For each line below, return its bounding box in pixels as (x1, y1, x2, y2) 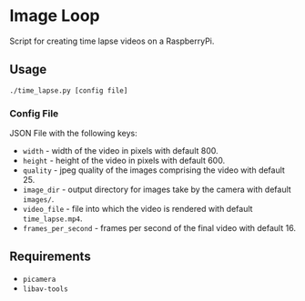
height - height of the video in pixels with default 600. (22, 156, 226, 166)
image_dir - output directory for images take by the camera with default (22, 184, 291, 196)
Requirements (9, 249, 91, 265)
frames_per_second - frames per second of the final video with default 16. (22, 223, 296, 234)
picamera (22, 275, 56, 284)
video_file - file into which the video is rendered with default (22, 204, 253, 215)
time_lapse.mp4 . (22, 213, 84, 224)
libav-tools (22, 284, 68, 294)
